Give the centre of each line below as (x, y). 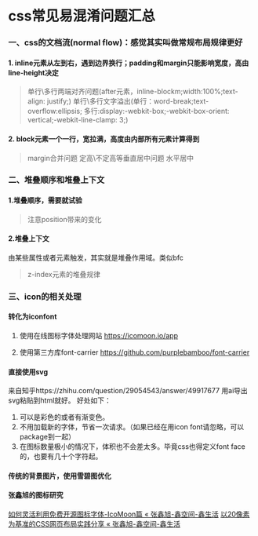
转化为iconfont (33, 317)
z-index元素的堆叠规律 (64, 274)
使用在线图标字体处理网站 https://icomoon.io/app (99, 335)
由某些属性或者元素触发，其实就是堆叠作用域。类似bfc (96, 257)
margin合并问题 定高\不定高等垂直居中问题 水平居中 (111, 158)
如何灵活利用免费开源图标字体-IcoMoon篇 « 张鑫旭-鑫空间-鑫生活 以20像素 (129, 514)
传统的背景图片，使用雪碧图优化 (60, 476)
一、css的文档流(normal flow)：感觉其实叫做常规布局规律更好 (125, 42)
